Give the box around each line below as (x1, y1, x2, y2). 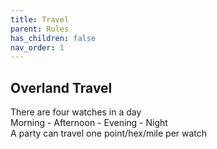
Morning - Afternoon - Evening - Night (10, 117, 168, 129)
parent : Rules (10, 24, 70, 34)
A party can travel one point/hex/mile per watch (10, 127, 208, 140)
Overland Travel (10, 79, 113, 96)
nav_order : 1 (10, 42, 65, 53)
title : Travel (10, 14, 70, 25)
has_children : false (10, 33, 97, 43)
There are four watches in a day (10, 106, 142, 118)
